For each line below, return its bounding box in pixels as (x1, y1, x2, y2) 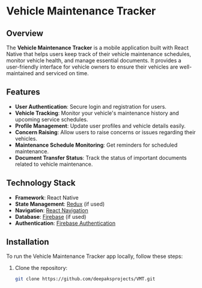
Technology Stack (6, 178, 76, 188)
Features (6, 87, 40, 97)
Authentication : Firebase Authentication (14, 219, 116, 227)
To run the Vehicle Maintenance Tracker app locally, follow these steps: (6, 253, 183, 260)
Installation (6, 237, 49, 247)
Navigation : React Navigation (14, 206, 88, 214)
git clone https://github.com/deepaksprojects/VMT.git (14, 276, 156, 282)
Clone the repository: (14, 265, 68, 272)
